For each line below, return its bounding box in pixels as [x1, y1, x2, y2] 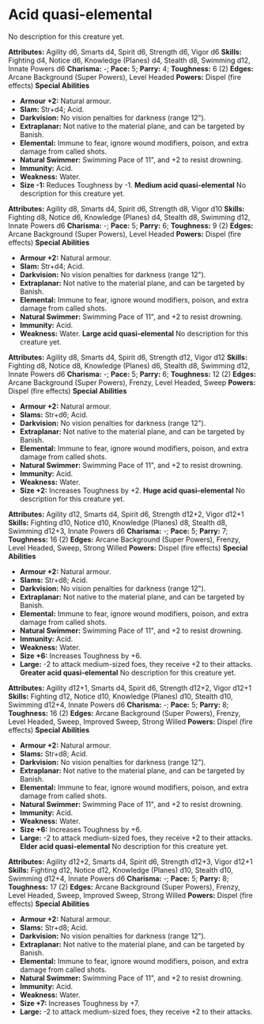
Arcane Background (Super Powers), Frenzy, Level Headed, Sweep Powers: [8, 378, 256, 387]
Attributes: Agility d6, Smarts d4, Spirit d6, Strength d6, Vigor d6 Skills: [8, 47, 243, 56]
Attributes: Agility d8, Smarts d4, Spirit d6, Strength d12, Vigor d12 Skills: [8, 352, 247, 362]
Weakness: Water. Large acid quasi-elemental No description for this [19, 329, 249, 338]
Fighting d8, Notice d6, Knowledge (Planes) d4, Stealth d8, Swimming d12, [8, 212, 251, 222]
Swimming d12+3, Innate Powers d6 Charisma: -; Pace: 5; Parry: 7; [8, 526, 228, 535]
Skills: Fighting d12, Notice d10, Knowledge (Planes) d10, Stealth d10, [8, 691, 233, 701]
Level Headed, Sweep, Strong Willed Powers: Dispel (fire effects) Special [8, 542, 248, 552]
